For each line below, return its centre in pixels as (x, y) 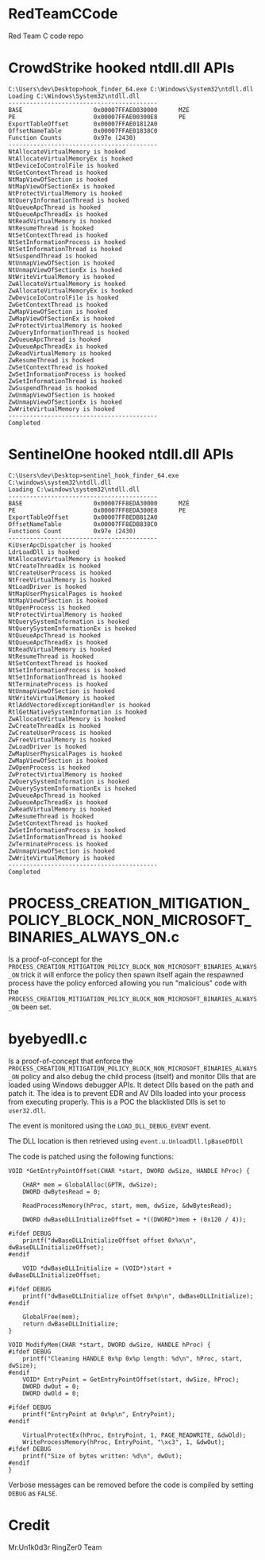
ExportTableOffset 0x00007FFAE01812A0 (83, 124)
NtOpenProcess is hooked (49, 608)
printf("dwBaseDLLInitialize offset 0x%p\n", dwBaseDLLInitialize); (138, 1296)
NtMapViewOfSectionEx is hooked (61, 186)
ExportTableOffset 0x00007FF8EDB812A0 (83, 517)
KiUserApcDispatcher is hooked (60, 545)
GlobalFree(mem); (51, 1317)
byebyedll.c (48, 1039)
